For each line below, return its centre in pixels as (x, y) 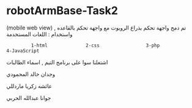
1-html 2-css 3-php (95, 45)
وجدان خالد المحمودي (31, 74)
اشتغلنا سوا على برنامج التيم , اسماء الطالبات (57, 62)
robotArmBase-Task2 (62, 11)
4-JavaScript (23, 51)
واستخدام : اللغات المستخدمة (39, 34)
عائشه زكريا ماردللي (29, 86)
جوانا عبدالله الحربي (29, 98)
